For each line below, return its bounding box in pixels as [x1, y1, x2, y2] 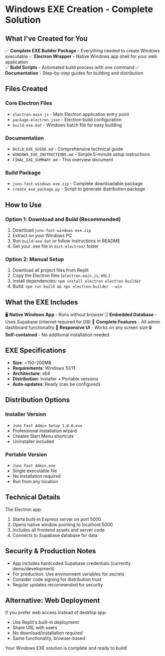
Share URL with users [12, 625, 58, 631]
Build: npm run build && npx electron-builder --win [12, 283, 122, 289]
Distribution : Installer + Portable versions [12, 375, 99, 381]
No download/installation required [12, 630, 83, 636]
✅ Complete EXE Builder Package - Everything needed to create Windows [5, 48, 160, 53]
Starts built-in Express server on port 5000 [12, 516, 101, 522]
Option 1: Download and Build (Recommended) [5, 216, 121, 223]
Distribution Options [5, 396, 70, 404]
